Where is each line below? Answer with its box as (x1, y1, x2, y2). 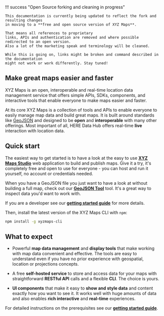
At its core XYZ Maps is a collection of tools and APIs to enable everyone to (5, 107, 158, 113)
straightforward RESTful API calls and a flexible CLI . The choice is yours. (12, 276, 160, 282)
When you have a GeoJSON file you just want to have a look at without (5, 180, 148, 186)
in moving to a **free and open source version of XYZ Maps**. (5, 22, 137, 27)
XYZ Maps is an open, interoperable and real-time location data (5, 87, 133, 93)
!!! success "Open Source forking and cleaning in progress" (5, 4, 125, 10)
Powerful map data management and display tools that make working (12, 245, 155, 251)
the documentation (5, 56, 43, 61)
